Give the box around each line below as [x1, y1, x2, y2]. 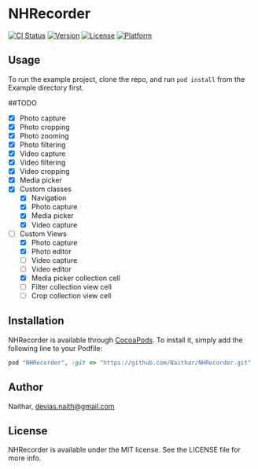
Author [8, 381, 43, 394]
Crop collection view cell [31, 291, 112, 300]
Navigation [31, 194, 67, 203]
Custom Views [19, 229, 67, 238]
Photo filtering [19, 139, 66, 150]
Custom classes [19, 184, 72, 194]
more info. [8, 453, 42, 463]
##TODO [8, 98, 37, 107]
